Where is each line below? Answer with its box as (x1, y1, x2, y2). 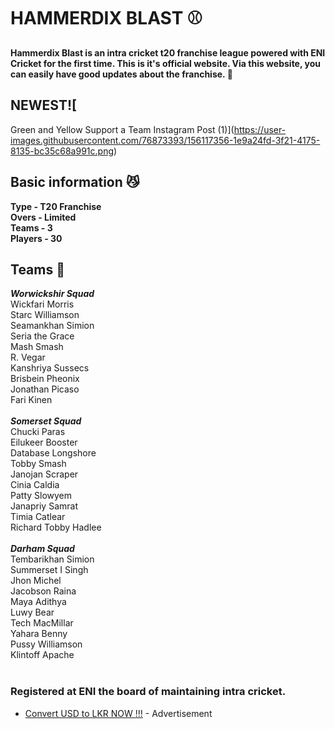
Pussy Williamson (10, 638, 83, 650)
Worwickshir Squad (10, 288, 95, 300)
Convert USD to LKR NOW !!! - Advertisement (24, 707, 213, 719)
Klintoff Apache (10, 649, 75, 661)
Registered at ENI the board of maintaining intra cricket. (10, 685, 287, 699)
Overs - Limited (10, 211, 77, 223)
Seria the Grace (10, 330, 75, 342)
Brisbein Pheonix (10, 373, 80, 385)
